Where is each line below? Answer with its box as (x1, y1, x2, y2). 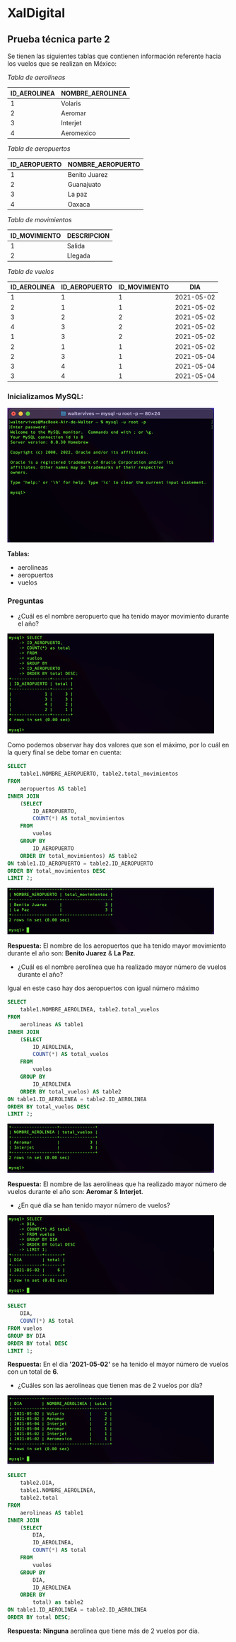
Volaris (61, 99, 81, 108)
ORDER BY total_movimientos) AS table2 (20, 852, 138, 859)
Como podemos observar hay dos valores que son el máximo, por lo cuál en (7, 741, 230, 750)
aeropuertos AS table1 (20, 785, 87, 792)
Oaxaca (67, 200, 90, 208)
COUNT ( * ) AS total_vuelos (33, 1051, 110, 1058)
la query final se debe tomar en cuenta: (7, 748, 122, 757)
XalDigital (7, 5, 66, 21)
